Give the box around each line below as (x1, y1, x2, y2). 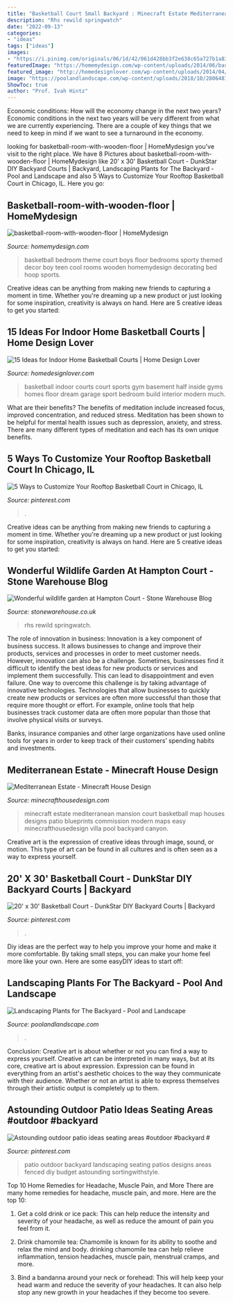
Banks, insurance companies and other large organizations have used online (7, 729, 225, 737)
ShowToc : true (7, 81, 49, 88)
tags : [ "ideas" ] (7, 42, 54, 49)
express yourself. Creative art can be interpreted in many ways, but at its (7, 1054, 215, 1063)
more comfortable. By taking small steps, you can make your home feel (7, 950, 211, 958)
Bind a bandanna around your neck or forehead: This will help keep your (17, 1273, 224, 1281)
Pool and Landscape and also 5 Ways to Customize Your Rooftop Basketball (7, 172, 224, 181)
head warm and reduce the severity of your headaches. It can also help (17, 1280, 222, 1289)
